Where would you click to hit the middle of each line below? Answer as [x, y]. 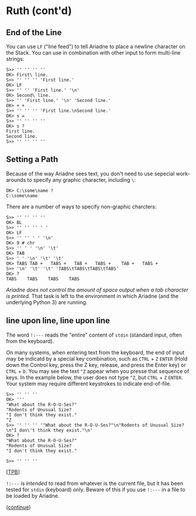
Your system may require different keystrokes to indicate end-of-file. [89, 383]
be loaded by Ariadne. [33, 495]
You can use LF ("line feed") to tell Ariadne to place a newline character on [96, 46]
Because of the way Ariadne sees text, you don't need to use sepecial [90, 174]
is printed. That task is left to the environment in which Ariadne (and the [92, 296]
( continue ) [18, 507]
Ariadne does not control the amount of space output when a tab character [97, 290]
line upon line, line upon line [58, 321]
